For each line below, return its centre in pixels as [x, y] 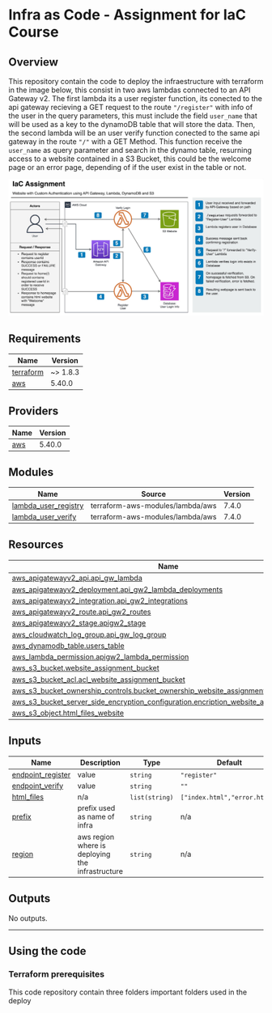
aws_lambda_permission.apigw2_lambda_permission [100, 657]
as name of [96, 817]
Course [34, 32]
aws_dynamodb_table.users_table [68, 646]
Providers [34, 411]
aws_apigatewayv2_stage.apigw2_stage [79, 623]
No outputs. [28, 918]
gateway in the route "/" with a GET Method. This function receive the [125, 142]
